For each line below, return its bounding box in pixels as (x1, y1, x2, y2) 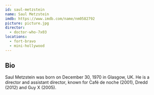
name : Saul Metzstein (5, 12, 49, 17)
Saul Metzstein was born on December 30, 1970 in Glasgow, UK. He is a (5, 74, 150, 80)
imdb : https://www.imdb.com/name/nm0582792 (5, 16, 95, 21)
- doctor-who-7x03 (9, 30, 47, 35)
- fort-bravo (9, 39, 36, 44)
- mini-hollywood (9, 43, 45, 48)
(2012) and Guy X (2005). (5, 85, 57, 91)
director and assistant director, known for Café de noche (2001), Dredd (5, 79, 148, 85)
